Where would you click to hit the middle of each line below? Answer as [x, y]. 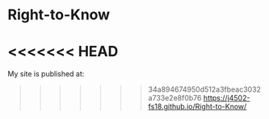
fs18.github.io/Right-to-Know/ [198, 107]
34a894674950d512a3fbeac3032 [205, 89]
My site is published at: [46, 74]
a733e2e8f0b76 [175, 98]
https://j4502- [227, 98]
